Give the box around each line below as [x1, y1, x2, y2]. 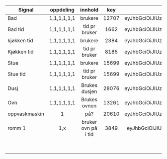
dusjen [81, 88, 97, 95]
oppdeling [50, 6, 75, 13]
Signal [18, 6, 34, 13]
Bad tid [7, 26, 24, 33]
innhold [80, 6, 98, 13]
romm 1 [7, 125, 26, 131]
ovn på [81, 125, 97, 131]
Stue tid [7, 71, 26, 78]
